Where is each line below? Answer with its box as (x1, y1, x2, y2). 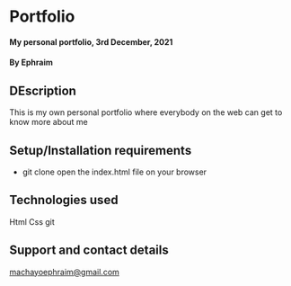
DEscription (9, 83, 76, 98)
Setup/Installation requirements (9, 142, 192, 158)
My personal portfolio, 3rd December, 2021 (9, 36, 173, 47)
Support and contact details (9, 243, 169, 258)
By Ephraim (9, 57, 54, 68)
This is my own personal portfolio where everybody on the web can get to (9, 107, 283, 118)
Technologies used (9, 192, 119, 208)
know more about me (9, 117, 88, 128)
